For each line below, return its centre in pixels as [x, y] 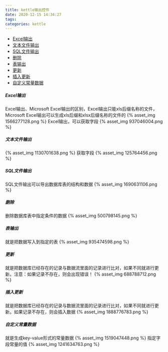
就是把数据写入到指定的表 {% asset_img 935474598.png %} [67, 242]
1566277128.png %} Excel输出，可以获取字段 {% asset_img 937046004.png [84, 122]
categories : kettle [26, 24]
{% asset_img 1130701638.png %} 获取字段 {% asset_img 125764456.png [81, 153]
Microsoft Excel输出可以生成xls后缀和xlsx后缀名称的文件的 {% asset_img [80, 115]
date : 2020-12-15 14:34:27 [33, 15]
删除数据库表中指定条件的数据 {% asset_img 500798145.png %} [71, 216]
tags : [11, 19]
